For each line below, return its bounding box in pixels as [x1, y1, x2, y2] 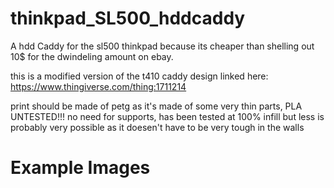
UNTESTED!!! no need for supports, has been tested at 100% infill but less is [10, 110, 325, 122]
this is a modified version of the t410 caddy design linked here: [10, 70, 269, 82]
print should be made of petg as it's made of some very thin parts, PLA [10, 100, 303, 112]
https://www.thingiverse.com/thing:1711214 [10, 80, 187, 92]
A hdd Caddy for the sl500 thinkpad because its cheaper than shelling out [10, 40, 315, 52]
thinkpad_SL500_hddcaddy [10, 7, 246, 30]
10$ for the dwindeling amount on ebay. [10, 50, 174, 62]
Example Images [10, 157, 151, 179]
